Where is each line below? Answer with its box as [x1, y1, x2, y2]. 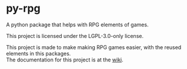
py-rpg [6, 2, 41, 15]
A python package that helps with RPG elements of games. [6, 21, 149, 28]
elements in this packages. [6, 50, 71, 57]
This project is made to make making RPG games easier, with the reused [6, 43, 182, 51]
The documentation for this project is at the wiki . [6, 56, 123, 63]
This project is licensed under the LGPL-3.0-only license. [6, 32, 144, 39]
